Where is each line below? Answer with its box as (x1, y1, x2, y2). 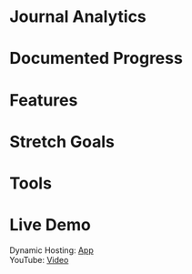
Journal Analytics (9, 6, 147, 27)
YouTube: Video (9, 254, 69, 265)
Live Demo (9, 215, 91, 236)
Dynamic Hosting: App (9, 244, 94, 256)
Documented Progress (9, 48, 184, 69)
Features (9, 89, 78, 110)
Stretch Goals (9, 131, 116, 152)
